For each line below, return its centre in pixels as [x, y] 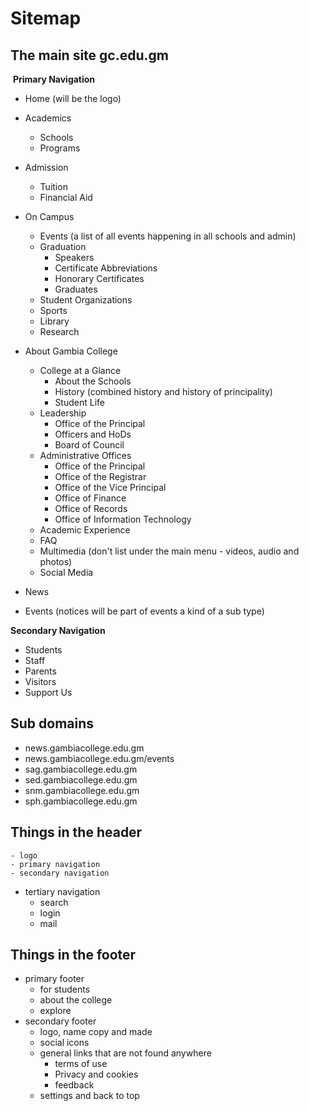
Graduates [76, 289]
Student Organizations [86, 300]
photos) [56, 561]
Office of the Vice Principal [110, 487]
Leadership [63, 413]
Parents [40, 671]
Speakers [74, 257]
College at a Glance [80, 370]
